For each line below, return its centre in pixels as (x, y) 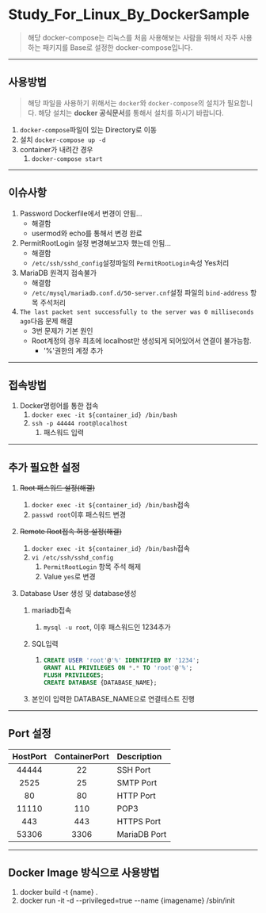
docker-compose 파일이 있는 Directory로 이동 (88, 129)
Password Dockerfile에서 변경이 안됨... (81, 213)
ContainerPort (82, 756)
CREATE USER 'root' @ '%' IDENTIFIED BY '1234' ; (122, 661)
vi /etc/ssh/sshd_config (72, 558)
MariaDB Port (142, 834)
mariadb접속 (51, 610)
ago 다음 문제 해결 (46, 321)
